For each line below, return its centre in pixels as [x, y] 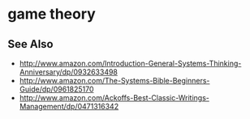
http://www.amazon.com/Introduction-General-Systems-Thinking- [130, 63]
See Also [30, 44]
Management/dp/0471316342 [69, 106]
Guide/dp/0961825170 [56, 89]
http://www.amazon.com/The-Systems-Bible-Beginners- [114, 81]
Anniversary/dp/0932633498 [69, 72]
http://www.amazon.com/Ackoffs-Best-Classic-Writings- [114, 98]
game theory [52, 14]
